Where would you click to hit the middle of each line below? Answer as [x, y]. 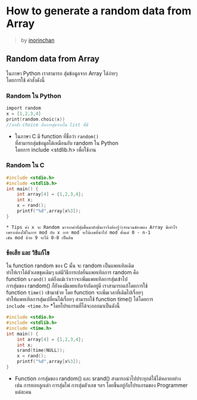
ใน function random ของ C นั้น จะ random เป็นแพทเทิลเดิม [70, 266]
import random [24, 108]
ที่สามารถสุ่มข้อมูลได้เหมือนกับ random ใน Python [67, 143]
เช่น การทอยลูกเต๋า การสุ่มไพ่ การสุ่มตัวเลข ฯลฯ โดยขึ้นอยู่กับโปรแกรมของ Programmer [101, 385]
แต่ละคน [23, 392]
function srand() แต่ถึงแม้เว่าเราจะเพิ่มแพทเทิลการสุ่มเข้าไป [67, 279]
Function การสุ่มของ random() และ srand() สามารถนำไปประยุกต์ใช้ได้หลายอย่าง [98, 378]
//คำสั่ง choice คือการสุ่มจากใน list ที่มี [47, 125]
